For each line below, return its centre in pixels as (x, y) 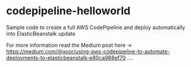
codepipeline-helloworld (68, 11)
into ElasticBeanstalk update (41, 33)
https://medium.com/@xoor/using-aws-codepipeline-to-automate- (88, 51)
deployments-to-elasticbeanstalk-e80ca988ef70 (66, 58)
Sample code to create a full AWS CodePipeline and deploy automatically (96, 27)
